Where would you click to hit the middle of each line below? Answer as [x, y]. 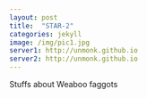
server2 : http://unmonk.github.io [74, 59]
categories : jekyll [46, 34]
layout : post [34, 17]
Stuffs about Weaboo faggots [64, 84]
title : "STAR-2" [42, 26]
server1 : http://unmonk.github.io [74, 51]
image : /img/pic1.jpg [50, 42]
